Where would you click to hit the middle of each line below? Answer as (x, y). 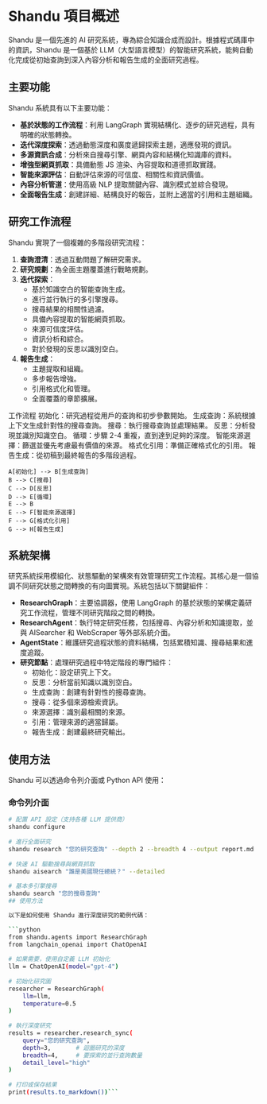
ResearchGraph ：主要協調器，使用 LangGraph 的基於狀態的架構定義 (132, 603)
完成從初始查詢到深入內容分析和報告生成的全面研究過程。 (109, 60)
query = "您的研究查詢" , (56, 1040)
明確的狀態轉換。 (48, 134)
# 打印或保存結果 (33, 1085)
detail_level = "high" (56, 1063)
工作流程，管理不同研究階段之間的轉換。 (93, 613)
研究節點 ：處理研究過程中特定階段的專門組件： (96, 662)
